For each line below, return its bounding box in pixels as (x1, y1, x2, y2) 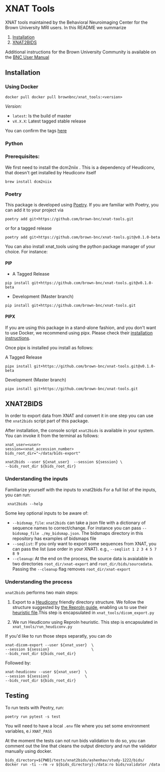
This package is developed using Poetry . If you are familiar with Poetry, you (5, 202, 159, 208)
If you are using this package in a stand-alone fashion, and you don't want (5, 325, 157, 330)
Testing (5, 691, 29, 700)
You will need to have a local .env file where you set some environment (5, 723, 150, 729)
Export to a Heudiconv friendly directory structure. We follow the (12, 599, 144, 605)
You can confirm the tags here (5, 127, 67, 133)
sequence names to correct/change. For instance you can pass (12, 525, 142, 531)
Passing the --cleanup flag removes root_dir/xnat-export (12, 566, 131, 572)
